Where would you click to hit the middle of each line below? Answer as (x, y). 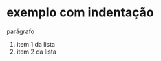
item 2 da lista (36, 52)
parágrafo (21, 31)
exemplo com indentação (80, 13)
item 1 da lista (36, 44)
